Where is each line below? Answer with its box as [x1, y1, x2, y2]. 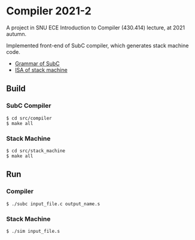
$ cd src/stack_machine [6, 148, 66, 154]
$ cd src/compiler [6, 115, 52, 121]
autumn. [6, 30, 27, 37]
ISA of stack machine [14, 66, 68, 73]
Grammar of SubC [14, 60, 60, 67]
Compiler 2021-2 [6, 4, 92, 18]
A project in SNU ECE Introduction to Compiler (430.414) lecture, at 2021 [6, 24, 185, 31]
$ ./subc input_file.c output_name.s [6, 200, 100, 207]
